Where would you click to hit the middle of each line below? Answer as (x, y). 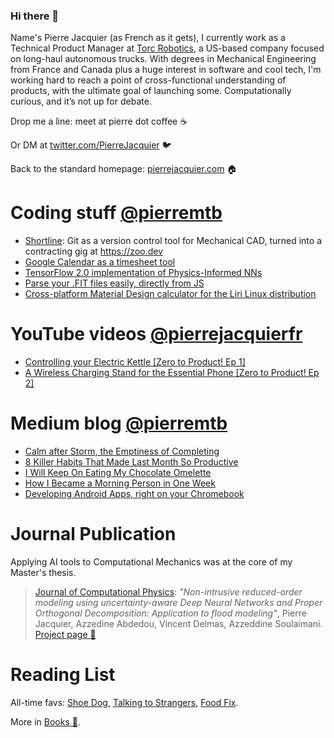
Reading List (63, 675)
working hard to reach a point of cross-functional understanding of (148, 80)
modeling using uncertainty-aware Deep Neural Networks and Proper (178, 603)
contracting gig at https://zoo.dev (94, 251)
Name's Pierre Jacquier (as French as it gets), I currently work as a (148, 38)
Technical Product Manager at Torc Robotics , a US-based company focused (167, 48)
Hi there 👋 (35, 16)
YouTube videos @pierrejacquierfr (156, 334)
